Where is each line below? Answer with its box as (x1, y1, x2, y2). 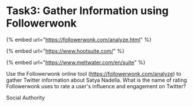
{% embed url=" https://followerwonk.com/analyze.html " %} (6, 36, 152, 43)
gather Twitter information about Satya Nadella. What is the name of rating (6, 76, 187, 83)
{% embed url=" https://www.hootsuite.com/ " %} (6, 47, 125, 54)
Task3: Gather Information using (6, 4, 169, 18)
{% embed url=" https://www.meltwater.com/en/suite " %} (6, 59, 146, 66)
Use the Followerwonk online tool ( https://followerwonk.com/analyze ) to (6, 70, 182, 77)
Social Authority (6, 94, 45, 101)
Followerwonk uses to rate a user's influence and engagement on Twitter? (6, 82, 187, 89)
